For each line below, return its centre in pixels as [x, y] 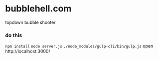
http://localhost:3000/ [28, 51]
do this [14, 35]
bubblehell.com [38, 9]
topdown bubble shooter [30, 22]
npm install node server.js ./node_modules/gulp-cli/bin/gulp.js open [79, 46]
